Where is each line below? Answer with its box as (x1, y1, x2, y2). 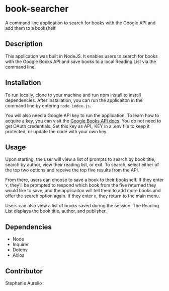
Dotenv (12, 247, 28, 253)
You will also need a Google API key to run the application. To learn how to (5, 112, 159, 119)
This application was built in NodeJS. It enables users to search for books (5, 53, 158, 59)
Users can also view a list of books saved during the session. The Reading (5, 203, 159, 209)
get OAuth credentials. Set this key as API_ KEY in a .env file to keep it (5, 123, 150, 129)
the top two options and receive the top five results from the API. (5, 167, 139, 173)
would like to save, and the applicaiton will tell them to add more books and (5, 188, 161, 194)
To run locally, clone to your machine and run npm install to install (5, 92, 141, 98)
